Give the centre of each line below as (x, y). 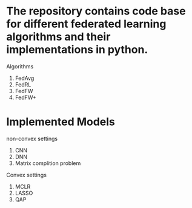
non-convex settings (32, 138)
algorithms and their (58, 37)
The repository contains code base (96, 11)
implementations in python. (77, 50)
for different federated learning (86, 24)
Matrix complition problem (48, 163)
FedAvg (25, 78)
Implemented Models (61, 122)
